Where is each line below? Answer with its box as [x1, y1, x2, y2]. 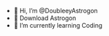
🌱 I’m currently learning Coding [13, 21, 103, 29]
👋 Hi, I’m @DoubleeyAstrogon [13, 7, 98, 15]
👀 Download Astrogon [13, 14, 77, 22]
